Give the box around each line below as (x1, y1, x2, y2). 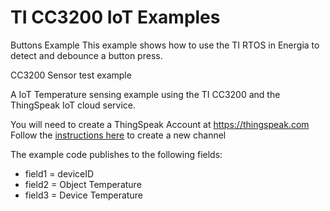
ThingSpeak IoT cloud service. (10, 99, 136, 111)
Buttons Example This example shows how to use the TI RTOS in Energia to (10, 39, 320, 51)
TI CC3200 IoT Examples (10, 6, 221, 29)
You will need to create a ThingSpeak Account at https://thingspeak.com (10, 118, 310, 130)
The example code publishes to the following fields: (10, 148, 223, 160)
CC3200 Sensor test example (10, 69, 132, 81)
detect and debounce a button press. (10, 49, 163, 61)
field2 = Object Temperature (24, 178, 142, 190)
